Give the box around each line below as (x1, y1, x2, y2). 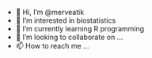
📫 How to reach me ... (15, 42, 89, 50)
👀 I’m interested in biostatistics (15, 16, 116, 25)
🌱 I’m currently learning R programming (15, 24, 145, 33)
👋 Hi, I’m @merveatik (15, 8, 85, 16)
